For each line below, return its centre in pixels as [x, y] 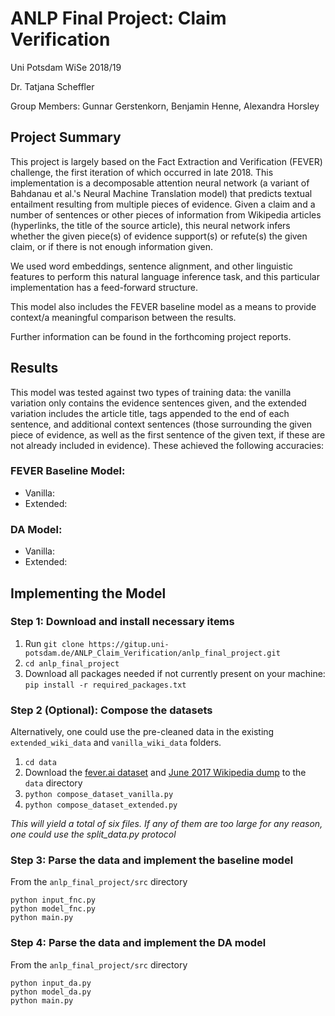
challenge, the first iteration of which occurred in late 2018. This [142, 172]
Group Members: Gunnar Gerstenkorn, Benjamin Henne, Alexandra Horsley [165, 106]
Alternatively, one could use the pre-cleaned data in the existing [142, 732]
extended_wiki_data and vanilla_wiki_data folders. [116, 743]
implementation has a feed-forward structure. [104, 287]
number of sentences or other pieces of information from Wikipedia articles [166, 214]
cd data [40, 763]
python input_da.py [51, 983]
